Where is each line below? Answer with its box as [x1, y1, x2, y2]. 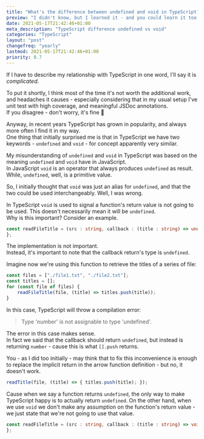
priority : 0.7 [6, 54, 42, 60]
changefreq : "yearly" [6, 43, 61, 49]
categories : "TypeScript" [6, 32, 72, 38]
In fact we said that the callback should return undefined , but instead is [6, 336, 183, 343]
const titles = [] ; [6, 278, 56, 284]
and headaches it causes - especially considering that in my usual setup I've [6, 96, 198, 103]
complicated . [6, 77, 39, 85]
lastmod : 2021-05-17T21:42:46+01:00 [6, 49, 99, 55]
